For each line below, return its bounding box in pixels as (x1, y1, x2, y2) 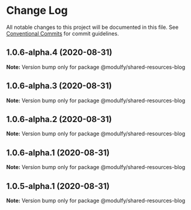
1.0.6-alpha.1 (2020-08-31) (6, 147, 110, 158)
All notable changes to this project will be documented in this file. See (6, 23, 179, 31)
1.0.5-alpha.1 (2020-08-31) (6, 181, 110, 191)
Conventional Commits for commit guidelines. (6, 29, 119, 37)
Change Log (6, 4, 68, 17)
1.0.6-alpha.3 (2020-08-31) (6, 81, 112, 91)
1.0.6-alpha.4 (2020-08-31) (6, 48, 113, 58)
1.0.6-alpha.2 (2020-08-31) (6, 114, 112, 124)
